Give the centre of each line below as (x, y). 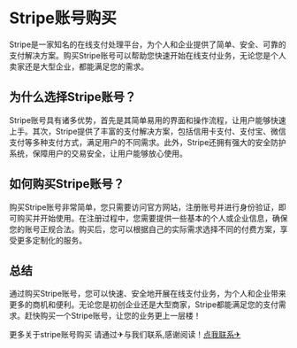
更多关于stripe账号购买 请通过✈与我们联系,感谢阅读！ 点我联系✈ (125, 335)
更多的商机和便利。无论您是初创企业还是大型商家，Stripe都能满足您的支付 (144, 305)
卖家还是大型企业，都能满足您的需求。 (79, 66)
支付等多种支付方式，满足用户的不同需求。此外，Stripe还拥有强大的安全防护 (148, 142)
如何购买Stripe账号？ (67, 184)
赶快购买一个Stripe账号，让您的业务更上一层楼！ (113, 316)
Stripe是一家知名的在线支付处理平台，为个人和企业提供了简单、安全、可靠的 (148, 44)
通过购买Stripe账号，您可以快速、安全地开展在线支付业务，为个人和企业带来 (148, 294)
